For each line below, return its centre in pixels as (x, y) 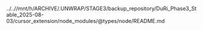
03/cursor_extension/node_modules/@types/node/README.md (85, 21)
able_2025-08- (25, 15)
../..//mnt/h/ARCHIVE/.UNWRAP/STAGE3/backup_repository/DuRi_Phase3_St (101, 9)
